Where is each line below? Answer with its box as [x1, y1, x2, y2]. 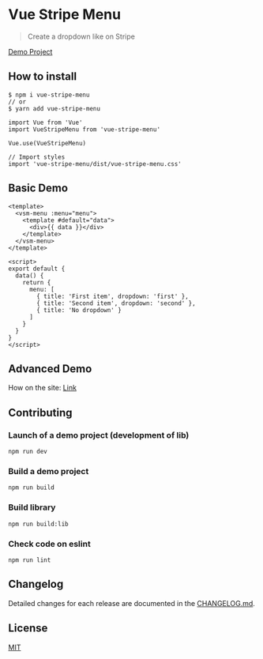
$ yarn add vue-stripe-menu [8, 104, 101, 112]
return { [22, 278, 51, 286]
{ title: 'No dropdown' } [36, 306, 122, 314]
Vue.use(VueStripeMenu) [8, 139, 87, 147]
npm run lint [8, 555, 51, 564]
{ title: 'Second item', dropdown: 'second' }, [36, 299, 196, 307]
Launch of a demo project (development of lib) [8, 429, 190, 440]
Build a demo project [8, 465, 89, 476]
